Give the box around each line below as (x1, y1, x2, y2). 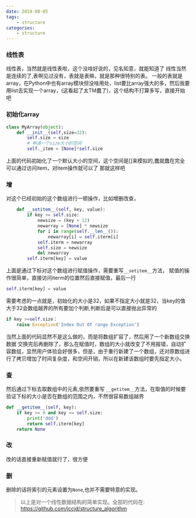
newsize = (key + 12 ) (37, 218, 90, 224)
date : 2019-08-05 (6, 8, 48, 15)
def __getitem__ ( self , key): (6, 404, 77, 410)
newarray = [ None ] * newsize (37, 223, 108, 229)
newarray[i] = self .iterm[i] (47, 234, 118, 240)
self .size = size (27, 135, 69, 141)
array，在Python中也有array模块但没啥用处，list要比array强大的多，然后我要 (6, 80, 190, 87)
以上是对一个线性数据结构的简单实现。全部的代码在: (20, 499, 145, 506)
